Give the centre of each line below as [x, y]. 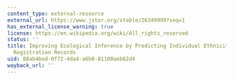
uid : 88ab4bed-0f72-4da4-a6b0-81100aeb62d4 [71, 59]
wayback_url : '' [31, 65]
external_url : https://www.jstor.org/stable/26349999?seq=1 [96, 20]
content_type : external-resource [56, 14]
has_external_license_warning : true [60, 26]
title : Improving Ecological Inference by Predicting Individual [104, 46]
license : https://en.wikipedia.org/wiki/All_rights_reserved [98, 33]
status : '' [23, 40]
